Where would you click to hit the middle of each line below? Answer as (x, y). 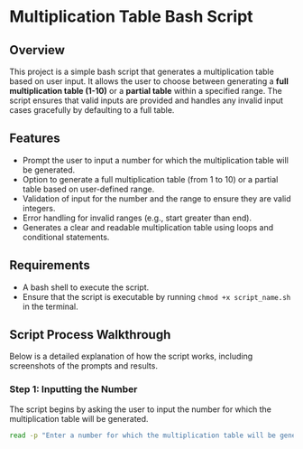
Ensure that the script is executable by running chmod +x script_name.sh (156, 296)
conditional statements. (66, 237)
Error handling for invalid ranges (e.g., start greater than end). (137, 218)
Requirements (50, 265)
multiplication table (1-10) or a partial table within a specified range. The (146, 91)
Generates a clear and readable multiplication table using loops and (148, 227)
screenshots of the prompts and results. (83, 366)
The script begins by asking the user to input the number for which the (141, 409)
